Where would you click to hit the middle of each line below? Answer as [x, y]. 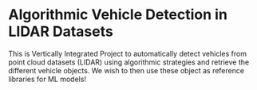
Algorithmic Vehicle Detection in [118, 15]
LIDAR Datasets [61, 31]
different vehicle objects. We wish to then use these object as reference [127, 70]
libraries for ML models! [47, 79]
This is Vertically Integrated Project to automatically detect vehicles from [128, 53]
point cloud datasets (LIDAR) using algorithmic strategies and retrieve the [129, 62]
